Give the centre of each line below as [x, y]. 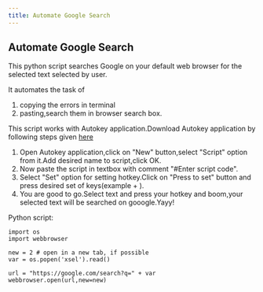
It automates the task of [46, 90]
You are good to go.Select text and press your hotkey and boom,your [131, 194]
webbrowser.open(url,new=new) [58, 280]
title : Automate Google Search [59, 15]
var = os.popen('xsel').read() [59, 260]
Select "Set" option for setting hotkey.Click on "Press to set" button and [135, 177]
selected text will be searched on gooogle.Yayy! [97, 202]
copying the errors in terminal [68, 105]
